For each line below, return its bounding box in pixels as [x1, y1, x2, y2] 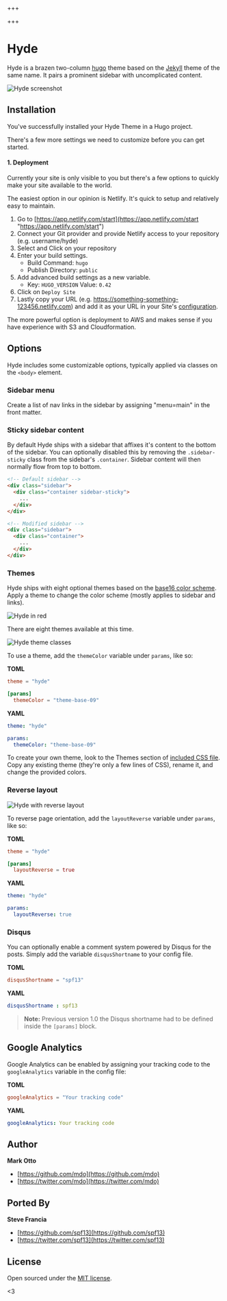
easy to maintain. [7, 202, 56, 210]
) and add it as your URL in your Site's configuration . [70, 302, 218, 311]
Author [7, 1139, 38, 1150]
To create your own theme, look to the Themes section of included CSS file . [7, 753, 220, 762]
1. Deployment [7, 158, 49, 167]
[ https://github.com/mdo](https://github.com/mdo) [16, 1170, 160, 1178]
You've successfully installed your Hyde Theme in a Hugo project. [7, 122, 193, 130]
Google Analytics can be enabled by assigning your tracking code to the [7, 1060, 211, 1068]
